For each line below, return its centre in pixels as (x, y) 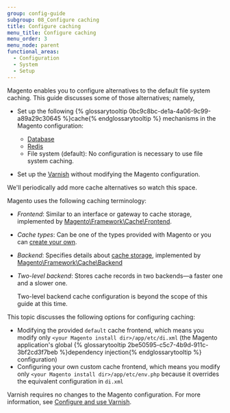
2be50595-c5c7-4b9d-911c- (168, 344)
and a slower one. (42, 283)
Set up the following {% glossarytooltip (72, 111)
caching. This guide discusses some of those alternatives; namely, (101, 97)
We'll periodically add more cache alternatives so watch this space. (102, 187)
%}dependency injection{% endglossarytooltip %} (130, 352)
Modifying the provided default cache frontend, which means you (110, 330)
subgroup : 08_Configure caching (53, 20)
